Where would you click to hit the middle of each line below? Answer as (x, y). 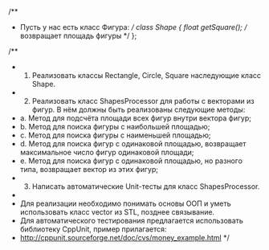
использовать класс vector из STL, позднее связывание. (117, 212)
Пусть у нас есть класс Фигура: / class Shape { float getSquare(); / (133, 27)
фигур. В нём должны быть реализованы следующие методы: (139, 109)
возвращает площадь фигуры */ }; (78, 36)
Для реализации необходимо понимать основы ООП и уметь (125, 203)
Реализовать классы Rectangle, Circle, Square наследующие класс (147, 75)
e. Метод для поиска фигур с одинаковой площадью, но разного (131, 161)
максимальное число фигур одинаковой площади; (107, 152)
